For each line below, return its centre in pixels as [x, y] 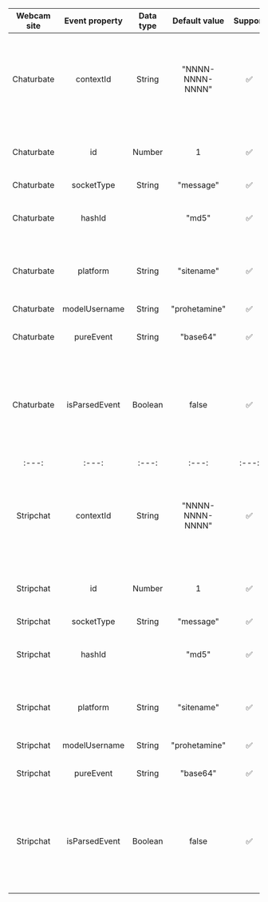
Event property [94, 21]
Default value [199, 21]
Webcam [33, 16]
